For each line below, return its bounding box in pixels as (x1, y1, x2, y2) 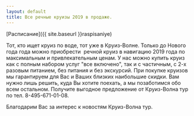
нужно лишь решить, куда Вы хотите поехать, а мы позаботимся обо (6, 79, 182, 86)
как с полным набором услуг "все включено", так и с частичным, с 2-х (6, 60, 187, 68)
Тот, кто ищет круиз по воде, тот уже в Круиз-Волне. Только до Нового (6, 42, 186, 49)
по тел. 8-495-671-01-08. (6, 92, 69, 99)
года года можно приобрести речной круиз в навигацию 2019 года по (6, 48, 185, 55)
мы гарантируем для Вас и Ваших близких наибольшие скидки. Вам (6, 73, 179, 80)
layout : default (6, 8, 46, 15)
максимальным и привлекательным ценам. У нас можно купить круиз (6, 54, 185, 61)
